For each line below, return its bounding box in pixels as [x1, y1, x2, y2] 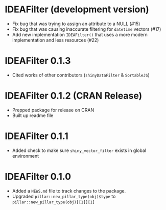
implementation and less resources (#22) [12, 37, 99, 43]
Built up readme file [12, 112, 54, 119]
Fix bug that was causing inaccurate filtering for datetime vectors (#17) [12, 26, 161, 32]
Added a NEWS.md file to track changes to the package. [12, 187, 126, 194]
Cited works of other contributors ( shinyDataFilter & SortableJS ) [12, 72, 150, 78]
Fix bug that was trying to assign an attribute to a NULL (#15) [12, 21, 140, 27]
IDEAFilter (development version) [5, 4, 149, 15]
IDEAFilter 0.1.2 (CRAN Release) [5, 90, 143, 102]
